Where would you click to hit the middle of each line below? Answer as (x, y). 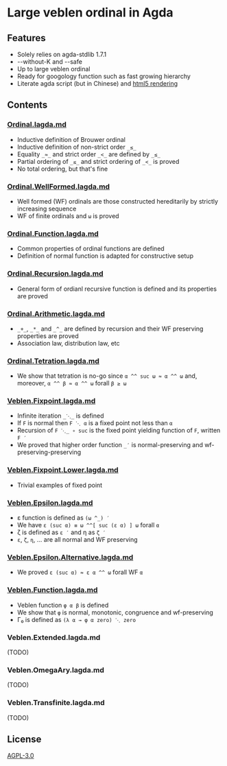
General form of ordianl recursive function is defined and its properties (117, 289)
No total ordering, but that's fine (62, 169)
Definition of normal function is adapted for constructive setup (105, 256)
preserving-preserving (49, 452)
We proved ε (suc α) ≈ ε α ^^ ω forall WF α (80, 572)
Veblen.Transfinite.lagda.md (56, 703)
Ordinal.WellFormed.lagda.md (59, 187)
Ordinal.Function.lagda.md (53, 233)
